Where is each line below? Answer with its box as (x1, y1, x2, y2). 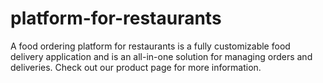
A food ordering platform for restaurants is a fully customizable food (10, 40, 291, 52)
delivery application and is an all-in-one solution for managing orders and (10, 50, 313, 62)
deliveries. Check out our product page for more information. (10, 61, 262, 73)
